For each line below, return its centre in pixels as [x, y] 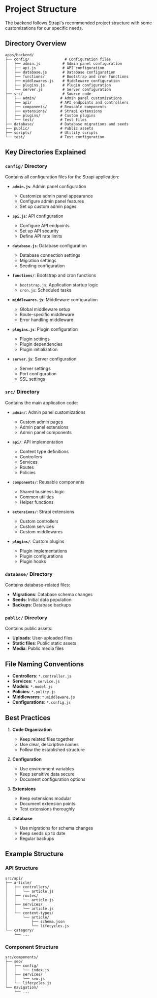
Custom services [37, 526]
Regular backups [37, 838]
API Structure [22, 868]
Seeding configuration [42, 266]
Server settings [35, 368]
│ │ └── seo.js [25, 979]
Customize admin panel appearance [56, 196]
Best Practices [28, 718]
